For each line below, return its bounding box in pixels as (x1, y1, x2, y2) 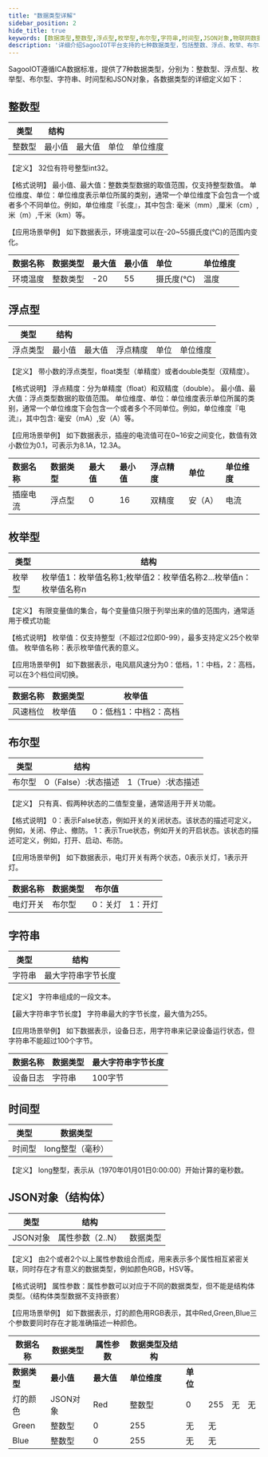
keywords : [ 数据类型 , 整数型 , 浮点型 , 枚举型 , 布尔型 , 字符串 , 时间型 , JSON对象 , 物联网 (8, 34, 251, 42)
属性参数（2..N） (57, 1232, 122, 1243)
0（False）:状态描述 (44, 777, 120, 788)
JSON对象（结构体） (8, 1191, 112, 1204)
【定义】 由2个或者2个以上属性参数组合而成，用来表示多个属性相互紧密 (8, 1254, 243, 1264)
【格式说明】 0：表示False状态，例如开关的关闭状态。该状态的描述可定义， (8, 816, 256, 826)
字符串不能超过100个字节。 (8, 1036, 97, 1045)
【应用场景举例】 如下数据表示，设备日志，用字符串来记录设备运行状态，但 (8, 1026, 255, 1036)
